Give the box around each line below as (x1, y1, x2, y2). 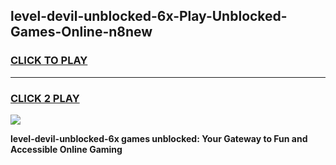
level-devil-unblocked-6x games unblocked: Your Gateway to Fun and (10, 132, 308, 144)
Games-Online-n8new (10, 24, 153, 41)
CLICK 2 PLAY (10, 91, 80, 105)
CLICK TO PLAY (10, 54, 88, 68)
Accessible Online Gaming (10, 143, 123, 155)
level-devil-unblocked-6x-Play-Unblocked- (10, 8, 288, 25)
